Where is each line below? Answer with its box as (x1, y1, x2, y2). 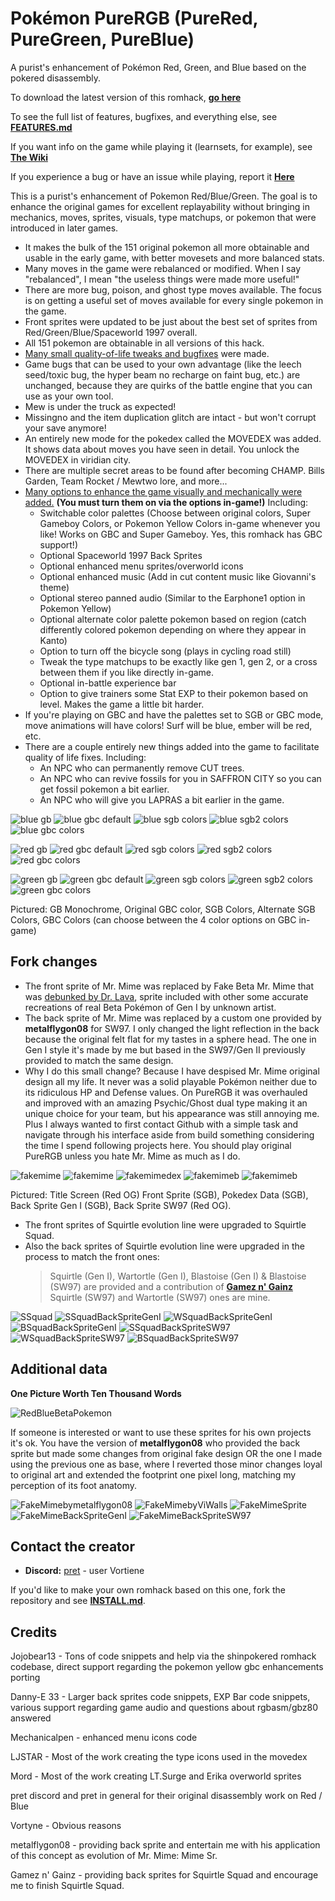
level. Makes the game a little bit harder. (39, 698, 205, 710)
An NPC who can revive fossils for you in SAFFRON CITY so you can (39, 772, 322, 784)
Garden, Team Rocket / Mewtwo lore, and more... (24, 475, 228, 487)
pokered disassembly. (10, 72, 101, 84)
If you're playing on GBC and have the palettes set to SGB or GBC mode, (24, 708, 324, 721)
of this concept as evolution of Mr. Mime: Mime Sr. (10, 1850, 218, 1862)
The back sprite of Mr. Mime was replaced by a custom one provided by (24, 1012, 322, 1024)
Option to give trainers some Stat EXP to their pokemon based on (39, 687, 309, 699)
